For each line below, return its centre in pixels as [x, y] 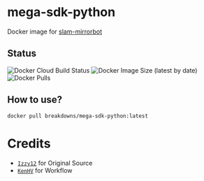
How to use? [35, 100]
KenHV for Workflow [45, 170]
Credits [29, 143]
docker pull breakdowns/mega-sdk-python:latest [78, 116]
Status [22, 53]
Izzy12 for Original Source [55, 163]
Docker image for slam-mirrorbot [55, 31]
